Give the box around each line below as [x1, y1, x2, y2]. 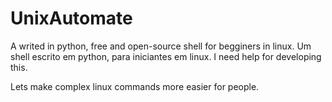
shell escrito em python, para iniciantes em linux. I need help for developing [10, 50, 322, 62]
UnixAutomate [10, 7, 133, 30]
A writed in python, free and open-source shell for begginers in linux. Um [10, 40, 312, 52]
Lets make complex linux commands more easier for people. [10, 80, 260, 92]
